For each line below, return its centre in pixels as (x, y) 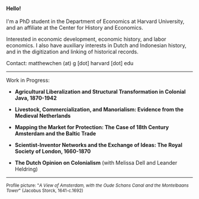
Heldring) (26, 169)
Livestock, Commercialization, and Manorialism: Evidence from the (99, 110)
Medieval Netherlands (43, 116)
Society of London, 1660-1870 (53, 152)
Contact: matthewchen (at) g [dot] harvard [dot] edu (70, 63)
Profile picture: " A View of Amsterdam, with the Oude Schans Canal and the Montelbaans (97, 186)
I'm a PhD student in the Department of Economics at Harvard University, (95, 21)
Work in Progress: (28, 81)
